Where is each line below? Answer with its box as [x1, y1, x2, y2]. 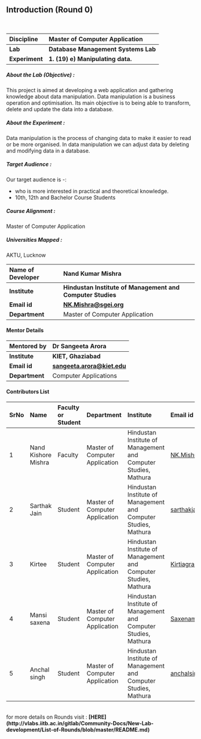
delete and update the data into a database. [6, 105, 114, 112]
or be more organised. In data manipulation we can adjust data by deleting [6, 141, 190, 148]
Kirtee [29, 560, 47, 568]
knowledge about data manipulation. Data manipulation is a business [6, 93, 175, 100]
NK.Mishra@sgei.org [63, 300, 124, 309]
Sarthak [29, 502, 52, 510]
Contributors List [6, 388, 50, 396]
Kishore [29, 451, 52, 460]
